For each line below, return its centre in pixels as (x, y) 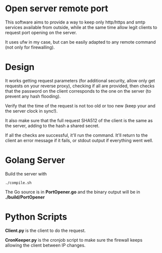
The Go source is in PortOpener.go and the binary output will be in (73, 192)
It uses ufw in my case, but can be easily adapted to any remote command (81, 42)
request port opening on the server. (41, 32)
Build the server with (26, 174)
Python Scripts (36, 217)
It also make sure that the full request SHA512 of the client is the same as (79, 120)
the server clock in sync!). (31, 111)
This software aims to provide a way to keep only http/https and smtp (75, 22)
